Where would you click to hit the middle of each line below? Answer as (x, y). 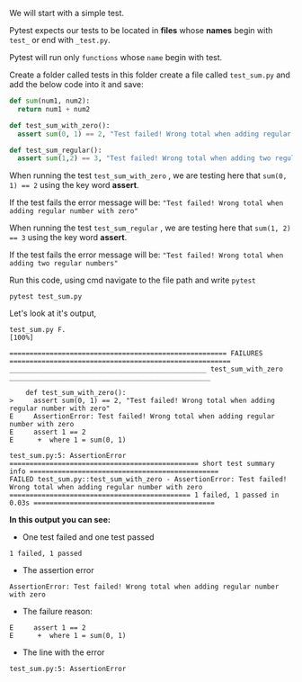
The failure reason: (57, 612)
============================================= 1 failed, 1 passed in (144, 495)
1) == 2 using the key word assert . (74, 185)
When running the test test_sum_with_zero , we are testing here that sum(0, (148, 175)
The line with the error (63, 652)
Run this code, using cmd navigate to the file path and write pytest (133, 280)
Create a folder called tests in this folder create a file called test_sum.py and (150, 75)
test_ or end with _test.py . (60, 40)
